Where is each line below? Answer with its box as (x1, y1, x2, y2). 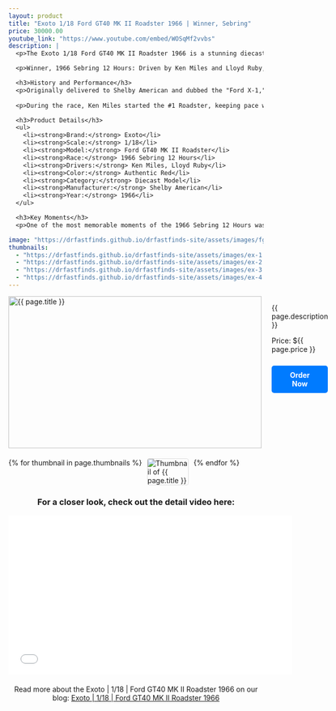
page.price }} (271, 344, 316, 353)
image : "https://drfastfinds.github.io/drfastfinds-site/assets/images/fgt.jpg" (8, 236, 288, 244)
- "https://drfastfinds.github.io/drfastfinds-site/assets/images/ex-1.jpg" (15, 251, 281, 259)
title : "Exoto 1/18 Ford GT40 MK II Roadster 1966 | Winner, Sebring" (8, 19, 252, 28)
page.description (271, 311, 329, 321)
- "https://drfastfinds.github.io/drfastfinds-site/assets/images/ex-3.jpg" (15, 266, 281, 274)
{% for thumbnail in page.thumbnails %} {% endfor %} (8, 457, 240, 467)
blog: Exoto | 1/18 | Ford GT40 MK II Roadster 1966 (52, 693, 220, 703)
